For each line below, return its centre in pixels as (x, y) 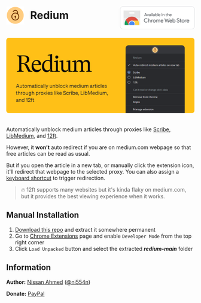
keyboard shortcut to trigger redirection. (56, 178)
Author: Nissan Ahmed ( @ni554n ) (48, 282)
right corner (30, 242)
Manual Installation (43, 215)
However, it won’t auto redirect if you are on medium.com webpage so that (99, 147)
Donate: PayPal (25, 293)
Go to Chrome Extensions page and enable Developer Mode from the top (103, 236)
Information (29, 267)
